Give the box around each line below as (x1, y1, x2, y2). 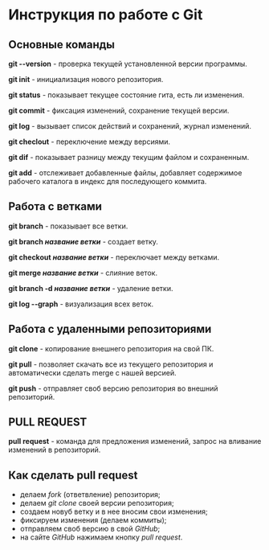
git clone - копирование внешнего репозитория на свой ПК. (8, 343, 214, 353)
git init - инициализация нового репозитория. (8, 75, 164, 84)
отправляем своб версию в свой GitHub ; (19, 524, 161, 534)
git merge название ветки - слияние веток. (8, 268, 158, 277)
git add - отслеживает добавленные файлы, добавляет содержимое (8, 168, 243, 178)
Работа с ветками (8, 199, 103, 214)
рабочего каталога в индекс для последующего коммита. (8, 177, 207, 186)
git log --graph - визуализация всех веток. (8, 299, 154, 309)
